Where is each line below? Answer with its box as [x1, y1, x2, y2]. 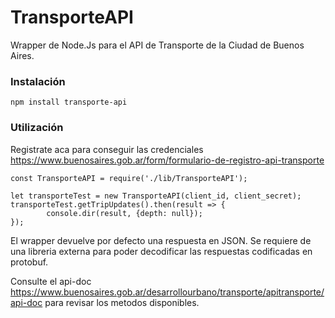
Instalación [10, 74, 66, 88]
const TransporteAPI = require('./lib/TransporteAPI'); [10, 173, 248, 183]
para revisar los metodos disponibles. [44, 296, 200, 308]
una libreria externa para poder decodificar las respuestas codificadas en [10, 245, 313, 257]
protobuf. [10, 256, 49, 268]
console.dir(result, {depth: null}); [46, 208, 203, 218]
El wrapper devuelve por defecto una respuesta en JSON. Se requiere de [10, 234, 312, 246]
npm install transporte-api [10, 97, 128, 108]
